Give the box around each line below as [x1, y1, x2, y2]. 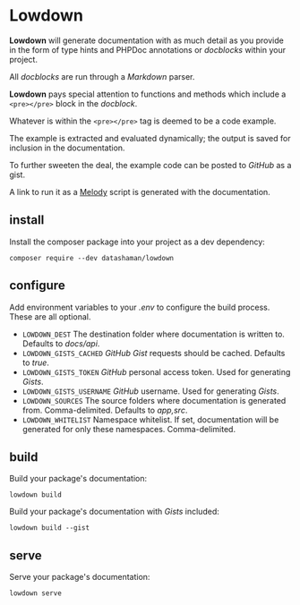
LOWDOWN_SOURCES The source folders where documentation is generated [21, 395, 287, 405]
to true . [21, 357, 49, 368]
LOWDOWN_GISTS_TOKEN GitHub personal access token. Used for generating [21, 366, 291, 377]
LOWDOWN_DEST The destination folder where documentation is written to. [21, 328, 285, 339]
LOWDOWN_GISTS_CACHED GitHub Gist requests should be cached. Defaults [21, 347, 286, 358]
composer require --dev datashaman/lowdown [9, 253, 175, 262]
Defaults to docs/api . [21, 337, 100, 349]
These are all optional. [9, 311, 91, 322]
